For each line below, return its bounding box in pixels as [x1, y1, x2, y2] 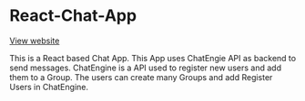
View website [9, 35, 60, 46]
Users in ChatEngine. [9, 81, 89, 92]
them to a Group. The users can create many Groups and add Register [9, 71, 273, 82]
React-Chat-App [9, 5, 137, 26]
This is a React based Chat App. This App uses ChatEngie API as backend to [9, 52, 297, 63]
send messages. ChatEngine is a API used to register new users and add [9, 62, 282, 73]
